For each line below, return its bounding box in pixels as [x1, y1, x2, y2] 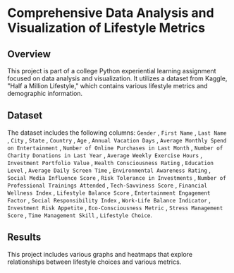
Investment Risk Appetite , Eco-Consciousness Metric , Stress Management [7, 203, 223, 212]
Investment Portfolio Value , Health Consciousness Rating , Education [7, 158, 214, 166]
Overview [7, 48, 51, 60]
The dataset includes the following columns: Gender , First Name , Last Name [7, 128, 227, 137]
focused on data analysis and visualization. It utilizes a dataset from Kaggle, [7, 74, 228, 83]
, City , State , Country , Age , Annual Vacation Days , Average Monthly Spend [7, 135, 227, 144]
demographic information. [7, 90, 83, 97]
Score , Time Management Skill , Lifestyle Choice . [7, 210, 153, 219]
